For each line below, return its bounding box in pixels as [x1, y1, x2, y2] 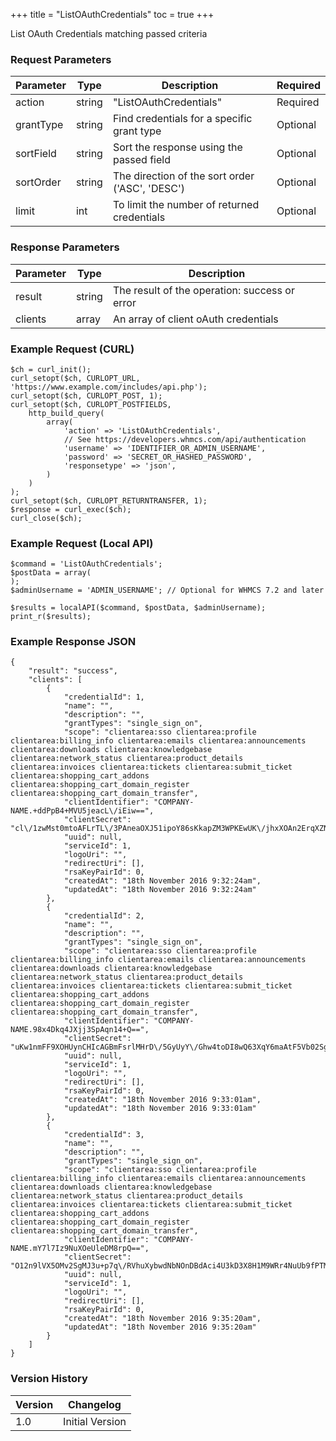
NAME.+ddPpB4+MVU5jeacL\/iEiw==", [10, 806, 155, 816]
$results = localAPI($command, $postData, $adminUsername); [10, 603, 267, 613]
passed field [112, 153, 171, 167]
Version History [10, 1372, 88, 1386]
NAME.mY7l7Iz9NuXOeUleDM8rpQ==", [10, 1244, 150, 1254]
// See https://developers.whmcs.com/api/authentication [63, 434, 307, 444]
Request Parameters [10, 52, 112, 66]
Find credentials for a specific [112, 112, 253, 126]
